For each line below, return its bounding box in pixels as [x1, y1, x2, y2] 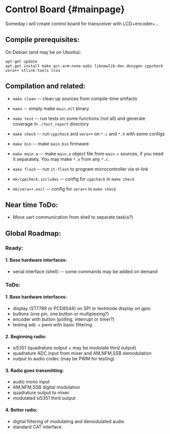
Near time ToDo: [5, 200, 58, 209]
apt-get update [5, 59, 38, 64]
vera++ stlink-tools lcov [5, 68, 60, 73]
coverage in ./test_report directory [12, 120, 89, 127]
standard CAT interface [12, 424, 62, 430]
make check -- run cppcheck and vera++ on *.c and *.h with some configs [12, 131, 165, 137]
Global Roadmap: [5, 229, 61, 238]
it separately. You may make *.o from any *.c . [12, 156, 110, 162]
